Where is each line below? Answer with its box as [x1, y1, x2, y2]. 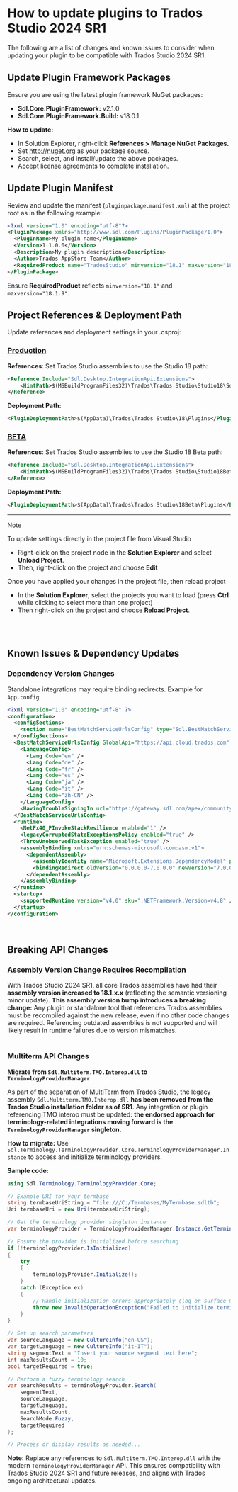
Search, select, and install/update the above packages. [17, 154, 178, 162]
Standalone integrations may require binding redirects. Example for [7, 685, 203, 694]
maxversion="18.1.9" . [7, 288, 70, 297]
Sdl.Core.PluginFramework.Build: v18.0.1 [17, 111, 140, 120]
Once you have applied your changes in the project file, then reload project [7, 577, 226, 585]
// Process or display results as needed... [7, 1441, 141, 1448]
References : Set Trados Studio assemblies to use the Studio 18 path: [7, 361, 208, 370]
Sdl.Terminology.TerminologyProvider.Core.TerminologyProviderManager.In [7, 1146, 230, 1153]
